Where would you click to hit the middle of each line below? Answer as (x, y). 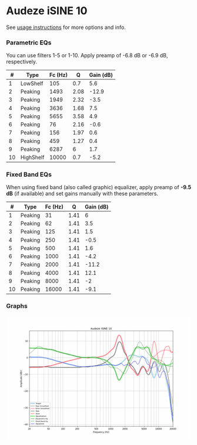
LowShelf (32, 83)
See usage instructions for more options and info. (66, 27)
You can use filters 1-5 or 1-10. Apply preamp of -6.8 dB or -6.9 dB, (87, 56)
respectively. (21, 62)
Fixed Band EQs (29, 174)
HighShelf (32, 157)
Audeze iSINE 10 (47, 11)
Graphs (17, 306)
